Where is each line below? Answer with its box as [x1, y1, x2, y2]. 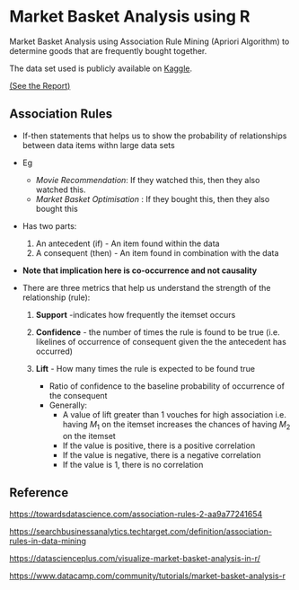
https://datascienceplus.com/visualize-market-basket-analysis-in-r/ [9, 553, 260, 564]
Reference [9, 485, 69, 500]
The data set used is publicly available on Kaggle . [9, 63, 193, 74]
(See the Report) [9, 80, 71, 91]
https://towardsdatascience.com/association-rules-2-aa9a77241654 [9, 509, 263, 520]
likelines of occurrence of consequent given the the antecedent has [35, 336, 287, 347]
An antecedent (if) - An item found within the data [35, 238, 220, 249]
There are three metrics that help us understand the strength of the [22, 282, 271, 293]
